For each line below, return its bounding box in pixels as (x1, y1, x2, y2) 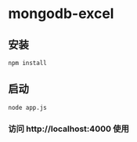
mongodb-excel (8, 5, 114, 23)
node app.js (8, 104, 47, 111)
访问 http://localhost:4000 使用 (8, 123, 129, 134)
